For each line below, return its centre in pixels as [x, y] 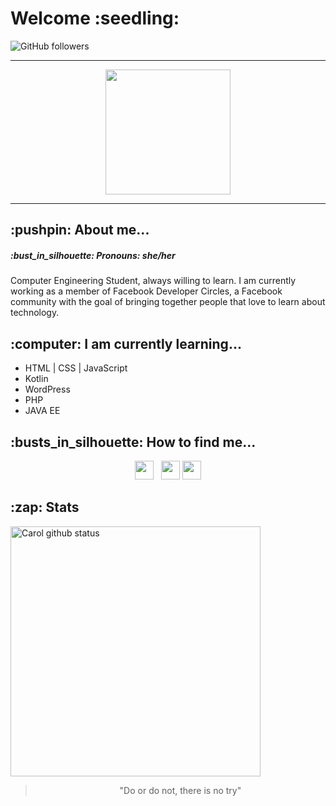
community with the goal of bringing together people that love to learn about [168, 302]
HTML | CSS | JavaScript [76, 368]
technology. [35, 313]
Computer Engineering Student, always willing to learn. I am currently [153, 281]
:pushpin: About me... [80, 230]
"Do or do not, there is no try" [180, 790]
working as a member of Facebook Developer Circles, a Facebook [146, 291]
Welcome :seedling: [95, 18]
